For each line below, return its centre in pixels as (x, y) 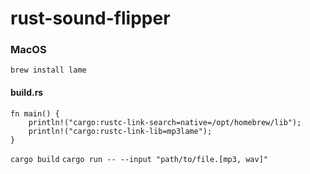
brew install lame (48, 70)
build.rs (27, 93)
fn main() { (35, 113)
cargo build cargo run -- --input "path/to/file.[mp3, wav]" (139, 159)
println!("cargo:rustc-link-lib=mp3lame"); (120, 131)
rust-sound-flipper (90, 18)
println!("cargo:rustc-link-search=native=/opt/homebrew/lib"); (165, 122)
